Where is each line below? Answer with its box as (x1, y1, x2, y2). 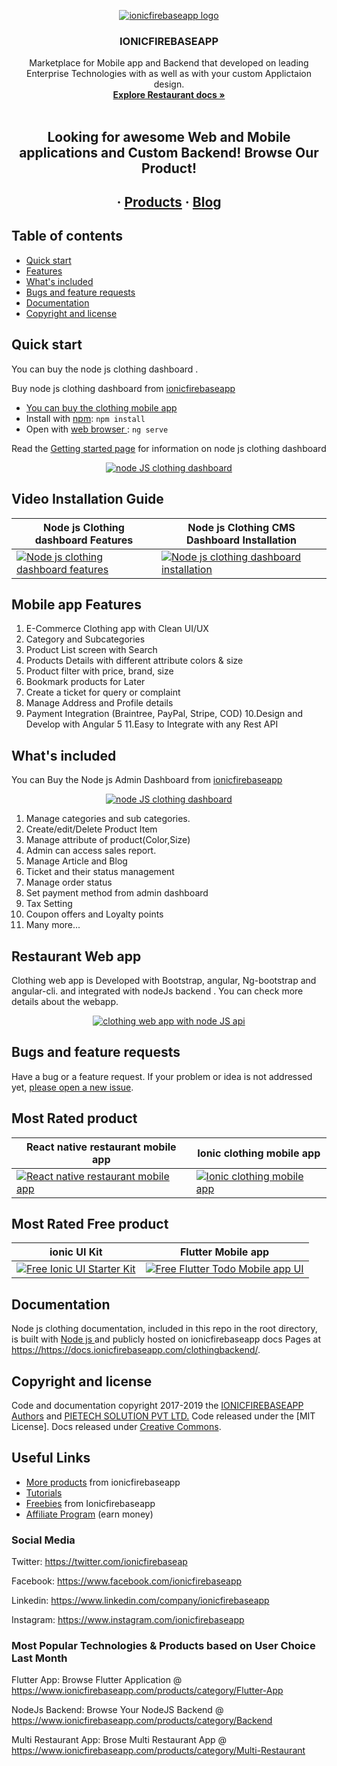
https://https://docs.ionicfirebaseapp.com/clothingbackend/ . (11, 1344, 261, 1356)
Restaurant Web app (11, 948, 142, 965)
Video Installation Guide (11, 491, 164, 508)
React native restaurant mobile (25, 1140, 177, 1154)
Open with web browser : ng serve (25, 423, 169, 435)
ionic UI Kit (49, 1245, 103, 1259)
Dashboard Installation (185, 533, 298, 547)
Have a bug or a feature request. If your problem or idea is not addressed (11, 1070, 313, 1082)
